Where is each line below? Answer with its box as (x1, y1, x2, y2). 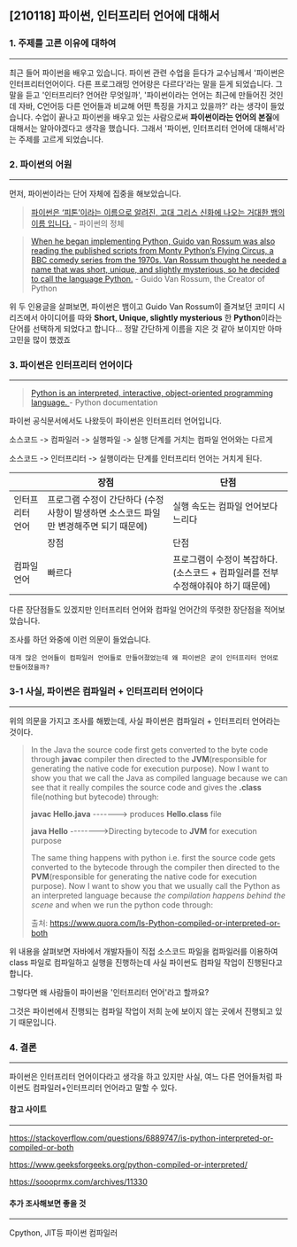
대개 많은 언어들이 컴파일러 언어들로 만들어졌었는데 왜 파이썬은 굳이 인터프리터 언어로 (9, 654, 279, 663)
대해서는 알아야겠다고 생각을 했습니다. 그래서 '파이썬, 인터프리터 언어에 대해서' (9, 122, 278, 133)
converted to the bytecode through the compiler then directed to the (30, 861, 280, 872)
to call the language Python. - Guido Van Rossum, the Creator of (30, 273, 265, 284)
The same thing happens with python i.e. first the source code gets (30, 852, 276, 862)
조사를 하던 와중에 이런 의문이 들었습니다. (9, 635, 151, 645)
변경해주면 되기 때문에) (57, 520, 148, 533)
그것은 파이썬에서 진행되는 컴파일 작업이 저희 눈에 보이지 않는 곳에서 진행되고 (9, 1005, 274, 1017)
